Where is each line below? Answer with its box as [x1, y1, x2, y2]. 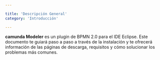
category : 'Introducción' [5, 16, 58, 21]
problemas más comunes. [5, 49, 58, 55]
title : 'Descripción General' [5, 11, 68, 16]
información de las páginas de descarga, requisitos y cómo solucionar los [5, 44, 155, 50]
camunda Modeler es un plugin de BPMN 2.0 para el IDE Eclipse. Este [5, 34, 148, 40]
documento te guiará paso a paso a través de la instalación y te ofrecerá [5, 39, 153, 44]
